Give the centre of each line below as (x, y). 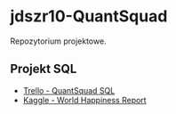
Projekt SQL (44, 69)
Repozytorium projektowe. (58, 41)
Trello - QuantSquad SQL (69, 90)
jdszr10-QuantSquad (89, 16)
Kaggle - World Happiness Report (84, 100)
